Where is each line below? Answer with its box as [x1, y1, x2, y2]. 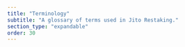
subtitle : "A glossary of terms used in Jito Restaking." [7, 17, 179, 23]
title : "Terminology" [7, 10, 70, 17]
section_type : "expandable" [7, 23, 89, 30]
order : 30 [7, 29, 36, 37]
